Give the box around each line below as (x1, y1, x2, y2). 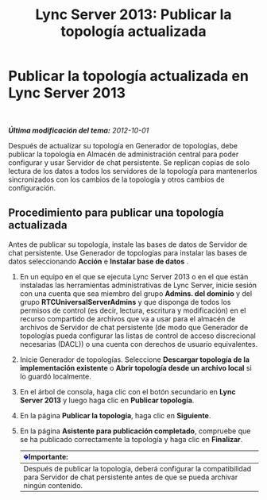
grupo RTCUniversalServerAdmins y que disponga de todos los (19, 297, 231, 306)
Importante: (28, 452, 69, 462)
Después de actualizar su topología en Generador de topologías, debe (8, 140, 238, 150)
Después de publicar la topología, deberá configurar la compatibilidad (23, 463, 252, 473)
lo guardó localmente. (19, 371, 91, 381)
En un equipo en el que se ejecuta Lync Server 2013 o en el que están (19, 271, 249, 281)
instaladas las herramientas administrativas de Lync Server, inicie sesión (19, 280, 257, 290)
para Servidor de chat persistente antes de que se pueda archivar (23, 472, 238, 482)
